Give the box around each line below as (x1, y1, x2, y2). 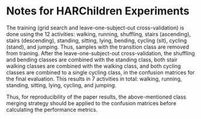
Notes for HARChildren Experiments (6, 4, 190, 18)
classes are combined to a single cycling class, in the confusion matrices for (6, 69, 195, 76)
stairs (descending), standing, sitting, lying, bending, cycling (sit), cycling (6, 37, 187, 44)
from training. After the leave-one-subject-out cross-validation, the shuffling (6, 49, 195, 56)
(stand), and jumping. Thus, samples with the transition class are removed (6, 43, 190, 50)
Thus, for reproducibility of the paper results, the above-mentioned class (6, 93, 187, 100)
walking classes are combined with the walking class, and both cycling (6, 62, 181, 70)
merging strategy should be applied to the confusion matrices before (6, 99, 177, 106)
